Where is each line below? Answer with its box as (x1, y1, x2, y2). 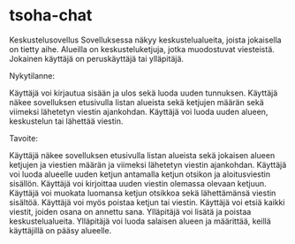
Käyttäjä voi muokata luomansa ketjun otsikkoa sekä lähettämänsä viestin (9, 187, 276, 198)
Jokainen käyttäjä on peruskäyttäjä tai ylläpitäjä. (9, 53, 184, 64)
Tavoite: (9, 133, 38, 143)
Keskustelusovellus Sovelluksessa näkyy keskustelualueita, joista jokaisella (9, 34, 282, 45)
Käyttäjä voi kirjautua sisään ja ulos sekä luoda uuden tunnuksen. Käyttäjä (9, 88, 278, 98)
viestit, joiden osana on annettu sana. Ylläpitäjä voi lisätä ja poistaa (9, 206, 252, 217)
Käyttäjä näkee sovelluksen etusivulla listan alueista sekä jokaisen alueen (9, 149, 276, 160)
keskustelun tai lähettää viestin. (9, 116, 124, 126)
